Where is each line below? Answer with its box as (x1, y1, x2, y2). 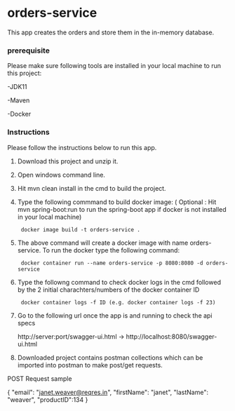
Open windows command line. (17, 170, 105, 179)
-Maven (7, 96, 30, 105)
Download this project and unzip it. (17, 156, 119, 166)
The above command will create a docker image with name (17, 238, 189, 247)
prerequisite (7, 46, 51, 55)
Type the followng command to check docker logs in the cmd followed (17, 278, 221, 286)
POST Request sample (7, 374, 72, 383)
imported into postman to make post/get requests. (17, 361, 163, 369)
